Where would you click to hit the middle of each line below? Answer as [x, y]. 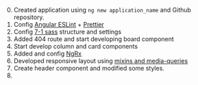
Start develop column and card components [76, 46]
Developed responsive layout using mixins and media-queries [101, 61]
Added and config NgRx [48, 53]
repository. [29, 17]
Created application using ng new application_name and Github [102, 10]
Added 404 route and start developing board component [94, 39]
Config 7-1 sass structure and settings [67, 32]
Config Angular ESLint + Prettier [59, 24]
